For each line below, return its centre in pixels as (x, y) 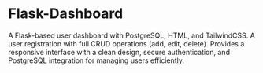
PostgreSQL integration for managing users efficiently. (96, 60)
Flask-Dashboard (66, 14)
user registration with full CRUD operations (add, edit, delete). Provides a (126, 43)
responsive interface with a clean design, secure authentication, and (119, 52)
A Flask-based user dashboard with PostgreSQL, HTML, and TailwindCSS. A (132, 35)
